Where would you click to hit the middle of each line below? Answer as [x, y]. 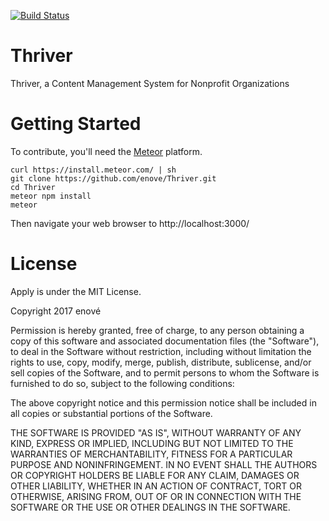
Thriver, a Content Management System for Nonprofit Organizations [150, 83]
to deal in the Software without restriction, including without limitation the [161, 351]
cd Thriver [33, 187]
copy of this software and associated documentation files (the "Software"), [165, 341]
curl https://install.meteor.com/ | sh [93, 170]
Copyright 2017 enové [56, 311]
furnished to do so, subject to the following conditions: [122, 383]
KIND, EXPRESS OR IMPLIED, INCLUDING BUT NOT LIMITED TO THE [152, 443]
